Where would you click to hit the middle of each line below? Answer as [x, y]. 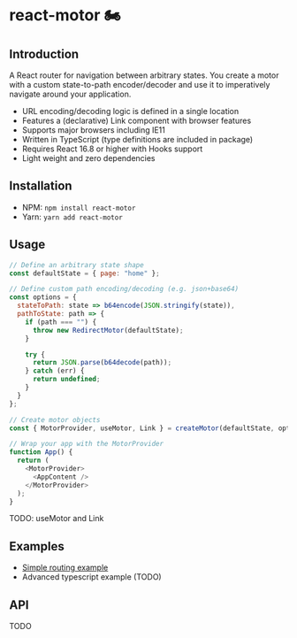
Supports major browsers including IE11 [93, 130]
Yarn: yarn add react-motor [72, 217]
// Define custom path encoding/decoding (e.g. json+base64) [124, 289]
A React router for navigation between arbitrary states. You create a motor [144, 75]
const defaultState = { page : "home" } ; [85, 273]
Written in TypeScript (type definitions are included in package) [137, 139]
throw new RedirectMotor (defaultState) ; [108, 330]
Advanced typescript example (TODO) [91, 577]
